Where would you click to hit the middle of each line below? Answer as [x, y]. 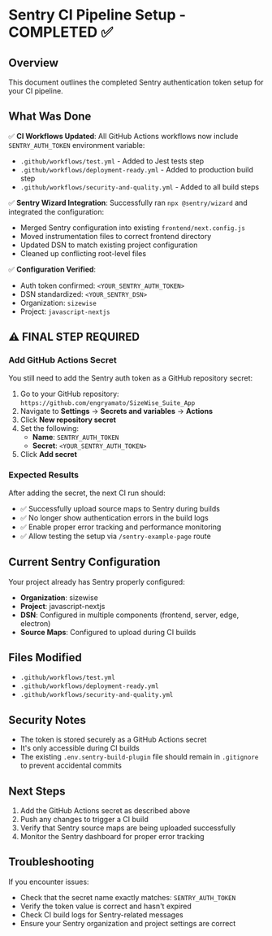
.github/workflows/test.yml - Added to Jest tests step [112, 161]
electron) [35, 623]
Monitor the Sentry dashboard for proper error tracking [112, 837]
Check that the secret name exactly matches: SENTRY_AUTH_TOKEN [128, 897]
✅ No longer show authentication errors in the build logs [114, 517]
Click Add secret [48, 454]
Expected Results [44, 475]
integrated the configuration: [56, 211]
